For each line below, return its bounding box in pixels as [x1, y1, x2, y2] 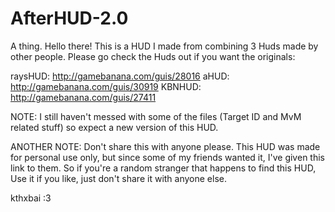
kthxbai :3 [10, 192, 52, 204]
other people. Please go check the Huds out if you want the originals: [10, 50, 296, 62]
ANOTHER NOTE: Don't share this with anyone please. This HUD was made [10, 140, 321, 152]
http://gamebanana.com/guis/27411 [10, 91, 157, 103]
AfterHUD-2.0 [10, 7, 129, 30]
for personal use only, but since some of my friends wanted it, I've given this [10, 151, 325, 163]
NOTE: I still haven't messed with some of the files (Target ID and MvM [10, 110, 302, 122]
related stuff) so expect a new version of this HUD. [10, 121, 219, 133]
